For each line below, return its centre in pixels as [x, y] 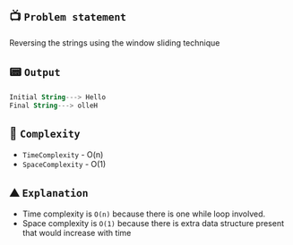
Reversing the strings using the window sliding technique [115, 42]
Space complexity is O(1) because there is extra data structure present [153, 223]
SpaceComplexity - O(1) [64, 165]
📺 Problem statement [68, 17]
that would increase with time [77, 233]
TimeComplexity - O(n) [63, 155]
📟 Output [35, 72]
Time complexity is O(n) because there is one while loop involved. [144, 214]
